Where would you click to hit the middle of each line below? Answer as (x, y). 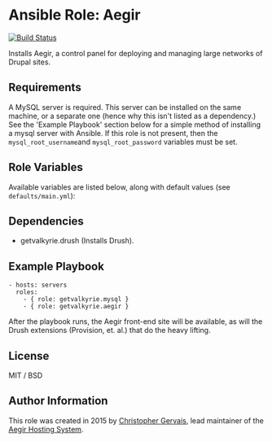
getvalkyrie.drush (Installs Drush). (77, 241)
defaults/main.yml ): (42, 195)
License (29, 356)
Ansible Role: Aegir (75, 15)
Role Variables (46, 167)
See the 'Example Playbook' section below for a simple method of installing (135, 125)
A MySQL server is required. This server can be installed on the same (125, 107)
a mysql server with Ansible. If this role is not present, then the (113, 133)
